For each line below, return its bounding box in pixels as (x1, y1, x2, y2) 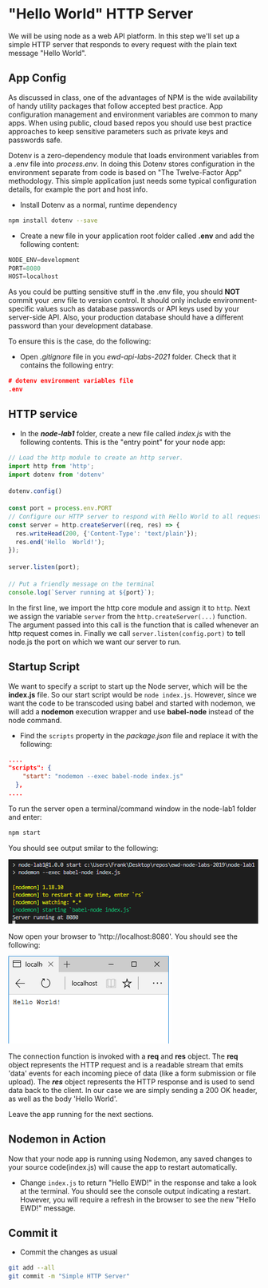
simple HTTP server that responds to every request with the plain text (8, 39, 238, 49)
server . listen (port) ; (8, 563, 81, 571)
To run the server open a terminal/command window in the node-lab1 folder (8, 804, 257, 813)
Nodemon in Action (8, 1132, 106, 1147)
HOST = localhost (8, 272, 59, 280)
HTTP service (8, 407, 78, 421)
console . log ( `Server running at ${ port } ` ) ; (8, 588, 156, 596)
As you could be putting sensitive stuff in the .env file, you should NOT (8, 287, 241, 296)
